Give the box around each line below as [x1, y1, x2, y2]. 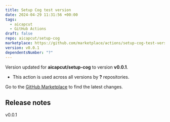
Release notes [5, 98, 51, 107]
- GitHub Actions [10, 26, 47, 32]
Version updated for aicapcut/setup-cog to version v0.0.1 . [5, 64, 128, 70]
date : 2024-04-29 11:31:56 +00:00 [5, 12, 78, 17]
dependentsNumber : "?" [5, 50, 53, 55]
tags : [5, 17, 17, 22]
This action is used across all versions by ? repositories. [12, 74, 130, 80]
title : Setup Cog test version [5, 7, 71, 13]
